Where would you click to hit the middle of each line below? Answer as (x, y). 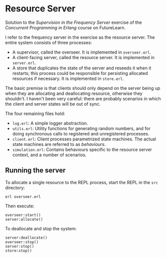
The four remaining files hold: (35, 113)
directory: (15, 188)
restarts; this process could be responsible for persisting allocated (80, 73)
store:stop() (19, 251)
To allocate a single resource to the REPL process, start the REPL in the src (82, 182)
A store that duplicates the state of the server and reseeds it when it (82, 68)
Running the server (35, 170)
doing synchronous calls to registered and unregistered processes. (81, 133)
